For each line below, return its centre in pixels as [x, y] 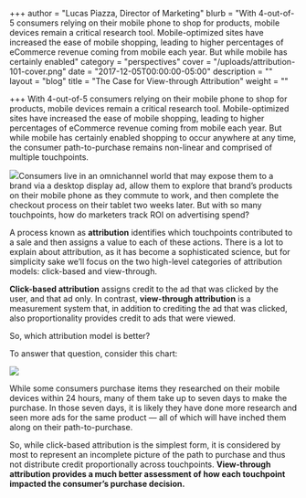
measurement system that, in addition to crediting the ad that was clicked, [148, 308]
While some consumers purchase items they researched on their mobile [145, 388]
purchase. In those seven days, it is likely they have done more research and [153, 408]
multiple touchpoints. [49, 157]
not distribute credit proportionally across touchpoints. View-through [140, 464]
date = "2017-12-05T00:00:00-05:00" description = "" [170, 71]
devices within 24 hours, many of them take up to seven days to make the [148, 398]
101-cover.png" [38, 71]
